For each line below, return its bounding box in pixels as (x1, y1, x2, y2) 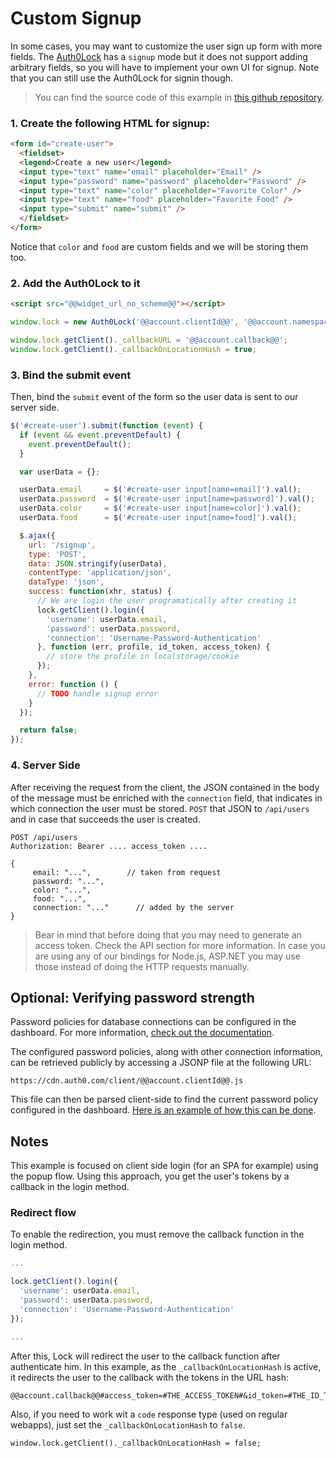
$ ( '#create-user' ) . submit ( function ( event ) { (10, 421, 203, 431)
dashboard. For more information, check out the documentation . (10, 1027, 275, 1039)
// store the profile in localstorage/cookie (46, 652, 240, 662)
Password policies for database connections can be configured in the (10, 1016, 297, 1028)
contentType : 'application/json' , (28, 568, 172, 578)
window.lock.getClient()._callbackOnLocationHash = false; (10, 1438, 262, 1448)
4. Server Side (10, 758, 81, 772)
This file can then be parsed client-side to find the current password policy (10, 1093, 319, 1106)
